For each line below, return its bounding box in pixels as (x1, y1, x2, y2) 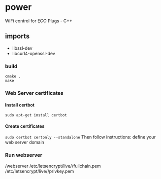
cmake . (5, 74, 21, 79)
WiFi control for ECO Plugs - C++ (5, 18, 73, 24)
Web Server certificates (5, 89, 64, 96)
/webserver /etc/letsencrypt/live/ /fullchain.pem (5, 163, 101, 169)
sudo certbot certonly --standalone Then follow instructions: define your (5, 134, 156, 140)
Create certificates (5, 123, 45, 129)
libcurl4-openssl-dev (12, 50, 56, 56)
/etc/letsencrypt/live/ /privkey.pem (5, 168, 74, 174)
